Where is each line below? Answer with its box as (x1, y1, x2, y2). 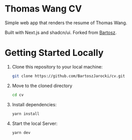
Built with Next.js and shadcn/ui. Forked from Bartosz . (5, 29, 117, 35)
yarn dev (12, 130, 31, 135)
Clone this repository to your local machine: (12, 63, 103, 69)
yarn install (12, 111, 40, 116)
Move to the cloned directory (12, 83, 73, 89)
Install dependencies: (12, 101, 57, 107)
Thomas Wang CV (5, 3, 82, 15)
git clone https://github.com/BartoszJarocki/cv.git (12, 74, 125, 79)
